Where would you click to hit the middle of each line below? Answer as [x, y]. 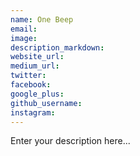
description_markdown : [57, 47]
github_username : [46, 103]
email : [24, 29]
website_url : [37, 57]
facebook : [31, 85]
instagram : [33, 112]
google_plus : [37, 94]
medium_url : [35, 66]
